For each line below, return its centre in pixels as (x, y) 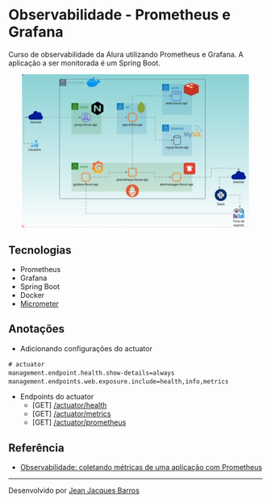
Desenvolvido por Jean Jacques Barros (74, 491)
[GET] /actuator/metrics (71, 414)
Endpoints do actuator (57, 396)
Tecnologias (40, 250)
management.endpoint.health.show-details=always (92, 373)
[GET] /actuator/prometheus (79, 422)
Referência (36, 448)
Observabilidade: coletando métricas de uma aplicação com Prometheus (141, 467)
